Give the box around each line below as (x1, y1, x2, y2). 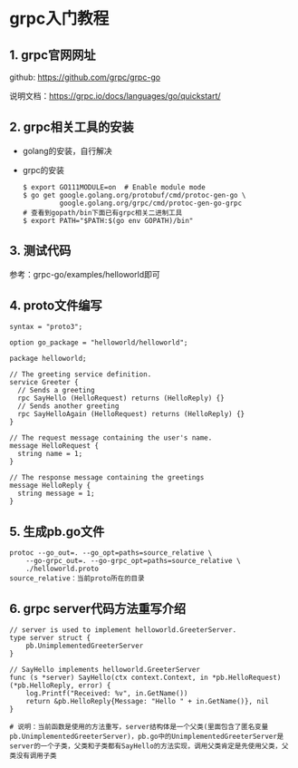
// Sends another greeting (17, 402, 120, 411)
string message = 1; (17, 489, 95, 499)
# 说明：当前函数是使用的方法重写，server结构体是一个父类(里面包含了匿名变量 (9, 723, 269, 732)
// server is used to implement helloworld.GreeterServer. (9, 626, 237, 635)
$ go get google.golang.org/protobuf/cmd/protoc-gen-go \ (22, 190, 246, 199)
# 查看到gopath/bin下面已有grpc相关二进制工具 (22, 208, 183, 218)
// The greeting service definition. (9, 370, 152, 379)
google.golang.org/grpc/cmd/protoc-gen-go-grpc (59, 199, 243, 208)
